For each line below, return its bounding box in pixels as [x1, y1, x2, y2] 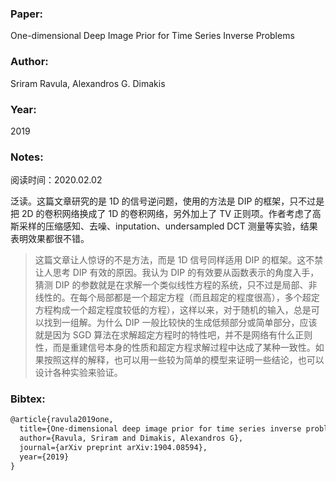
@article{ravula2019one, [10, 415, 114, 425]
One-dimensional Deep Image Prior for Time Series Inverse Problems [10, 30, 295, 42]
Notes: [10, 150, 44, 164]
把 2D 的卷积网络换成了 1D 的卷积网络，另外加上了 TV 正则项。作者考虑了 [10, 208, 313, 220]
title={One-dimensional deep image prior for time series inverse [19, 424, 302, 434]
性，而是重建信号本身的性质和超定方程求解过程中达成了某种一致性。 [34, 342, 316, 354]
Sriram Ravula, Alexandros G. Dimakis [10, 77, 166, 89]
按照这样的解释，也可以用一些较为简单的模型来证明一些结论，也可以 [43, 354, 325, 366]
